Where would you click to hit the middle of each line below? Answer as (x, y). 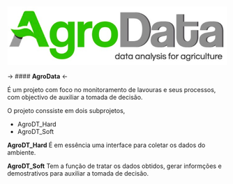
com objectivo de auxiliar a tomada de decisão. (75, 97)
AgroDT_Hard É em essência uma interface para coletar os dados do (106, 145)
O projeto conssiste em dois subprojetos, (66, 110)
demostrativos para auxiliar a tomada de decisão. (78, 173)
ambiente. (22, 152)
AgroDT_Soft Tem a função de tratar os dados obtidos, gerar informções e (114, 166)
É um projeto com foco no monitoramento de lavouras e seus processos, (112, 89)
